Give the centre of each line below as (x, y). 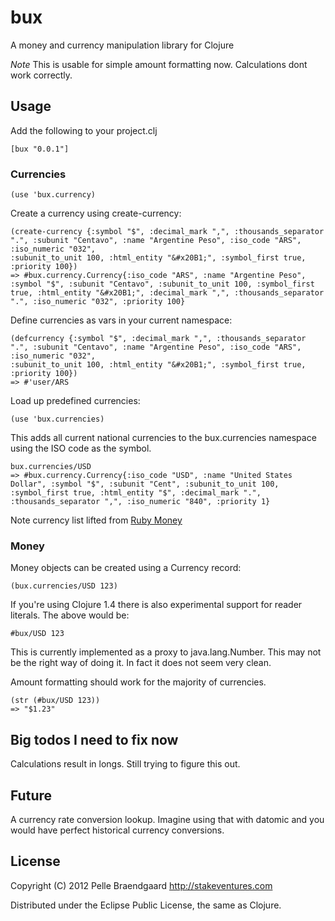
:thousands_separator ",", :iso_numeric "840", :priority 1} (140, 502)
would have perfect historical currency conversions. (117, 830)
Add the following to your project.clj (84, 130)
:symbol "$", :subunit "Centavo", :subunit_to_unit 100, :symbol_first (162, 284)
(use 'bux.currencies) (57, 419)
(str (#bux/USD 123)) (55, 701)
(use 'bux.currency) (53, 195)
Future (31, 795)
